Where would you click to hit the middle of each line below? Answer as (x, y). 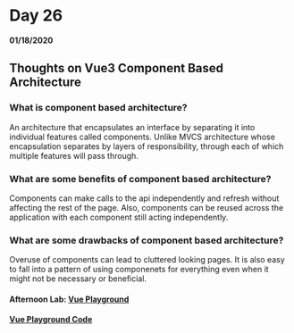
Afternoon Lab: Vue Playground (69, 299)
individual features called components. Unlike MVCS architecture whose (142, 137)
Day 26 (36, 16)
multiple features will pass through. (74, 155)
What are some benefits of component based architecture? (140, 179)
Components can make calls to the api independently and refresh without (144, 198)
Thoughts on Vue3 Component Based (116, 68)
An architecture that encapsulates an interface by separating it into (132, 127)
